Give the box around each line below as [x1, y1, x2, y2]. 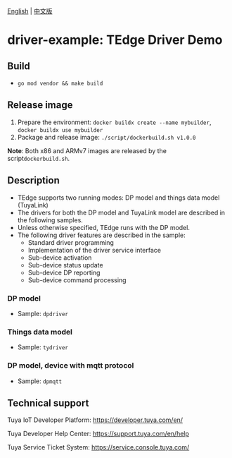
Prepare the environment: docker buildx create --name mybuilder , [17, 118, 212, 126]
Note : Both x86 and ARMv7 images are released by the [7, 146, 167, 155]
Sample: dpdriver [17, 309, 69, 318]
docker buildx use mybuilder [17, 126, 103, 133]
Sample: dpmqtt [17, 377, 62, 385]
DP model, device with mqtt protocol [7, 361, 134, 370]
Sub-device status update [27, 260, 103, 269]
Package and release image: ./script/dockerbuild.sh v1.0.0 [17, 133, 196, 141]
